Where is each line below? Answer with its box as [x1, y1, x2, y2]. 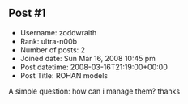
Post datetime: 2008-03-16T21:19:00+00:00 [19, 62, 168, 72]
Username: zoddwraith [19, 27, 97, 37]
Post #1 [8, 6, 46, 20]
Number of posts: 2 [19, 44, 86, 55]
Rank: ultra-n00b [19, 36, 78, 46]
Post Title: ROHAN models [19, 70, 108, 80]
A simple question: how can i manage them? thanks [8, 86, 181, 96]
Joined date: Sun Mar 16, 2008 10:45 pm [19, 53, 156, 63]
